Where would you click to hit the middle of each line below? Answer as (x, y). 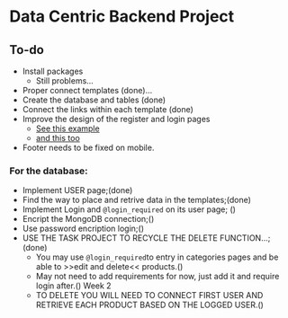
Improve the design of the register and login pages (116, 119)
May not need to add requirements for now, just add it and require (157, 277)
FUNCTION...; (245, 238)
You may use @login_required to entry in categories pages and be (157, 257)
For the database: (49, 171)
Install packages (53, 71)
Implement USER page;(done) (77, 190)
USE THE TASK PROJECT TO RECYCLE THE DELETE (120, 238)
